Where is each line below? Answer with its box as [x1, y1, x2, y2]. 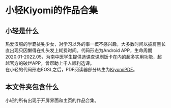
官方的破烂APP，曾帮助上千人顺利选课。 [9, 60, 95, 66]
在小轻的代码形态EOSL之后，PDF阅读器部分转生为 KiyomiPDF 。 [5, 67, 138, 72]
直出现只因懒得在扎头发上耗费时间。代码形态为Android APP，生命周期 [5, 47, 153, 53]
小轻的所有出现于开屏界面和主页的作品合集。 [5, 97, 99, 103]
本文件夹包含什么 [5, 83, 59, 92]
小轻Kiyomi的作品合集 [5, 5, 98, 16]
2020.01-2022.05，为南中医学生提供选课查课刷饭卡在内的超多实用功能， [5, 54, 158, 60]
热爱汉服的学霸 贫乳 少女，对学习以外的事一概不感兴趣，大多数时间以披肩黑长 [5, 41, 166, 47]
